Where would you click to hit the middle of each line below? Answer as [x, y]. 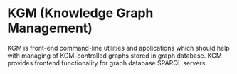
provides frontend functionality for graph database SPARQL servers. [107, 63]
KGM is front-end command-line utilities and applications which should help [118, 48]
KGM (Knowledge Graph [80, 13]
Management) [50, 28]
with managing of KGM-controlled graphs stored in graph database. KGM [115, 55]
